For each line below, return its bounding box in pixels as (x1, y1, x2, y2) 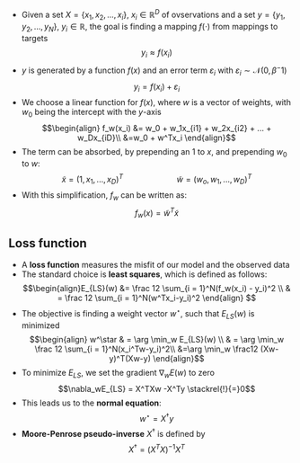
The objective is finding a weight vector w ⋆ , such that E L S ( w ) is (21, 307, 255, 321)
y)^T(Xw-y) (109, 352, 152, 363)
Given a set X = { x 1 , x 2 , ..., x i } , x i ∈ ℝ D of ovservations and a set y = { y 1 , (21, 8, 286, 22)
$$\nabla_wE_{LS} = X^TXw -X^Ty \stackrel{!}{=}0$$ (57, 383, 256, 394)
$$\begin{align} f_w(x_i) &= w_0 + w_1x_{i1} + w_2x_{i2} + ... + (41, 123, 272, 134)
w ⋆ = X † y (139, 411, 174, 423)
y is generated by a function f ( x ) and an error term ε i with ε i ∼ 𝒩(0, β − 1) (21, 63, 287, 77)
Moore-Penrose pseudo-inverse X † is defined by (21, 427, 206, 439)
